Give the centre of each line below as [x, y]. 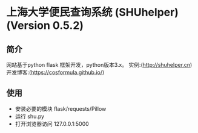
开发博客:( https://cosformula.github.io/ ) [55, 72]
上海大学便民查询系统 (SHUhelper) [92, 12]
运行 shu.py [29, 116]
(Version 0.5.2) [45, 26]
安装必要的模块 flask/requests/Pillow [61, 108]
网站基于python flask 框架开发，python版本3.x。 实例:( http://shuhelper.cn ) [99, 65]
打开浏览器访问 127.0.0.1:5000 [52, 123]
